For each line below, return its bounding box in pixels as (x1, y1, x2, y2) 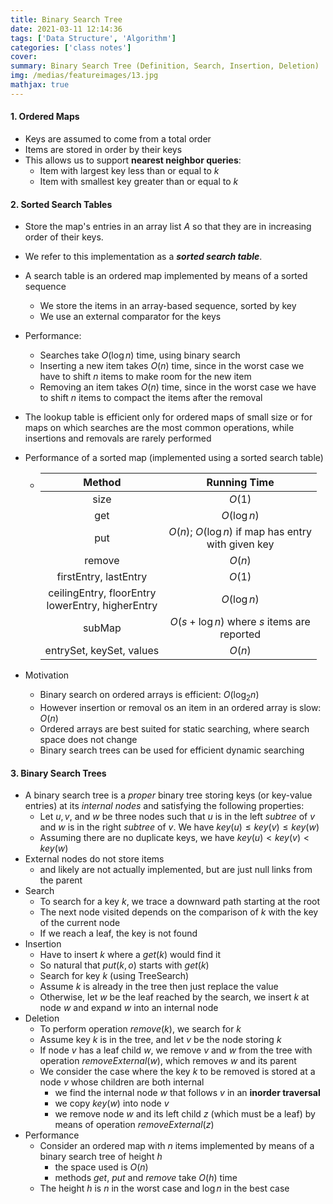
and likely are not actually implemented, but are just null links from (39, 864, 313, 876)
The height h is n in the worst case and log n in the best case (39, 1182, 290, 1195)
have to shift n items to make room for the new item (39, 371, 252, 383)
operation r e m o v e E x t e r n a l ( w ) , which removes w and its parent (39, 1055, 297, 1067)
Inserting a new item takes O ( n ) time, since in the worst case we (39, 360, 305, 372)
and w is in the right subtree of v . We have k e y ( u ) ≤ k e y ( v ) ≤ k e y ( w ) (39, 821, 320, 833)
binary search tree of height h (39, 1151, 163, 1163)
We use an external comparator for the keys (39, 311, 222, 323)
